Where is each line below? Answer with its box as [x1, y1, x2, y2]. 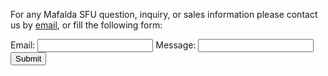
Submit [15, 54, 42, 64]
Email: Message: [10, 39, 197, 51]
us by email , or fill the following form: [10, 19, 163, 31]
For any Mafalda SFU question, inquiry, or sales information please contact [10, 9, 318, 20]
